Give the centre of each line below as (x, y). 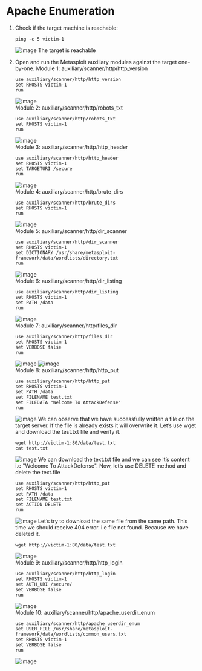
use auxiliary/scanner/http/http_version (68, 79)
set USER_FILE (33, 629)
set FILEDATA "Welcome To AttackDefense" (68, 402)
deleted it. (28, 534)
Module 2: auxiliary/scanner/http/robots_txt (69, 108)
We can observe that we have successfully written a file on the (116, 419)
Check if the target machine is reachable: (66, 28)
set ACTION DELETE (38, 504)
